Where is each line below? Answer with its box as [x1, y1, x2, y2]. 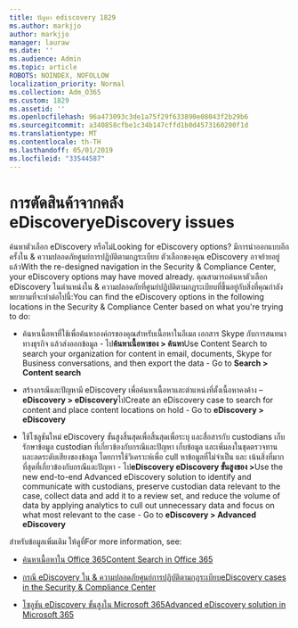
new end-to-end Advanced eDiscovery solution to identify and [21, 472, 252, 483]
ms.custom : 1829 [9, 95, 69, 105]
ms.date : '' [9, 46, 53, 55]
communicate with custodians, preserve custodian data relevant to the [21, 481, 281, 492]
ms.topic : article [9, 63, 77, 72]
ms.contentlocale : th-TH [9, 137, 101, 146]
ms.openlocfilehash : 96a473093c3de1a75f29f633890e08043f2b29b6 [9, 112, 249, 121]
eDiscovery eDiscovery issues [9, 211, 235, 232]
